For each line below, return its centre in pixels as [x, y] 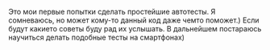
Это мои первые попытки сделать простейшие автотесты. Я [112, 12]
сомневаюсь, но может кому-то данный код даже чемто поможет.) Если [134, 20]
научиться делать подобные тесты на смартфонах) [97, 37]
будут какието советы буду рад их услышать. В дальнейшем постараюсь [135, 29]
